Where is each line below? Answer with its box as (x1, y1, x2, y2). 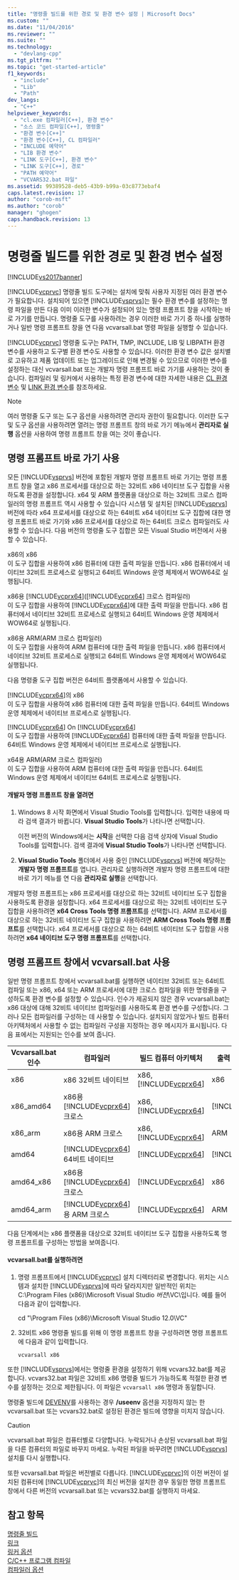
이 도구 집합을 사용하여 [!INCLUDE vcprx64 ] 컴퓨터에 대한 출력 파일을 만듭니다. (7, 731, 227, 739)
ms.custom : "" (7, 17, 50, 24)
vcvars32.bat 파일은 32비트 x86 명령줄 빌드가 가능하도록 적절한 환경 (28, 1373, 220, 1382)
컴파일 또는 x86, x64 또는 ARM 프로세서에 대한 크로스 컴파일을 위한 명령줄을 (7, 985, 220, 994)
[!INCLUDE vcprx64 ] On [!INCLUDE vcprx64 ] (7, 722, 137, 731)
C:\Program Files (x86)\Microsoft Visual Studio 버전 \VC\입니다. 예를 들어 (17, 1290, 227, 1299)
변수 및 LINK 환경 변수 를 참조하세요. (7, 383, 107, 391)
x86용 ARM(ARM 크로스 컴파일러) (7, 633, 102, 642)
